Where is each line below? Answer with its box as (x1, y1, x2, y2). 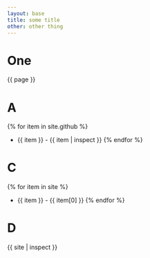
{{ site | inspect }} (7, 243, 58, 252)
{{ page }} (7, 75, 36, 83)
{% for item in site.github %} (7, 122, 88, 131)
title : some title (7, 17, 60, 23)
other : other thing (7, 23, 64, 30)
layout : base (7, 10, 45, 17)
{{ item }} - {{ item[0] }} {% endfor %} (17, 196, 125, 204)
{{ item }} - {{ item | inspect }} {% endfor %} (17, 136, 143, 144)
